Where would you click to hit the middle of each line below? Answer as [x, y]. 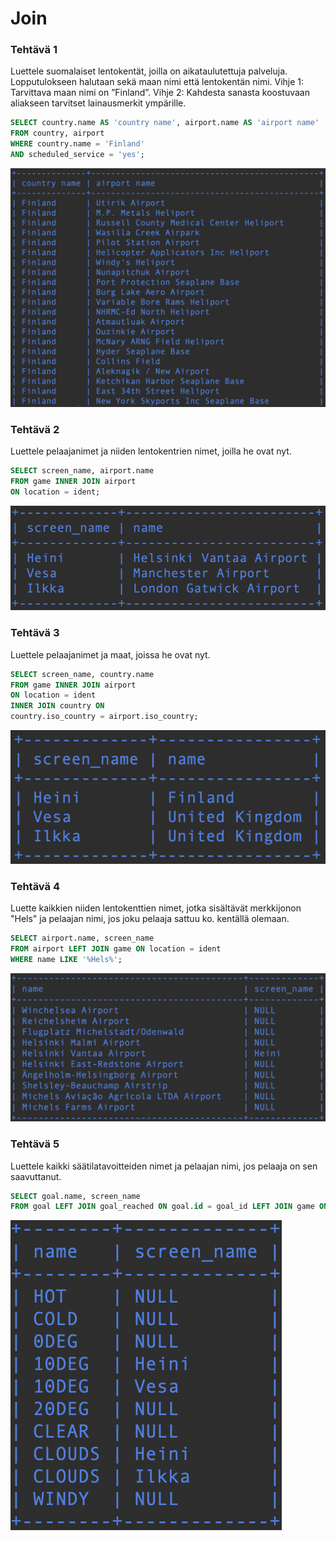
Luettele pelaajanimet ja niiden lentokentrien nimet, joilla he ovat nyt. [151, 451]
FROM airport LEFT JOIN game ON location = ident [116, 948]
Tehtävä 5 [35, 1144]
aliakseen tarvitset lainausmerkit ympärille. [98, 103]
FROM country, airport [57, 133]
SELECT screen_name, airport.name [82, 471]
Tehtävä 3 [35, 633]
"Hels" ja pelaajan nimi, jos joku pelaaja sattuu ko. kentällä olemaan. [150, 918]
